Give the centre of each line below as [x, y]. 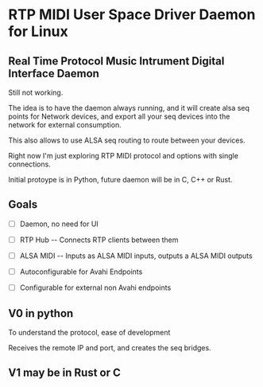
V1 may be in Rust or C [65, 373]
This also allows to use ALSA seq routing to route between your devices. [127, 140]
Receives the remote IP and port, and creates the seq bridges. [110, 347]
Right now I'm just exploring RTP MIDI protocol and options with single [123, 156]
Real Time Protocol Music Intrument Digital [116, 61]
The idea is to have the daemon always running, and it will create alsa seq [129, 108]
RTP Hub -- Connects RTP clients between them [99, 240]
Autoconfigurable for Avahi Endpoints [81, 272]
